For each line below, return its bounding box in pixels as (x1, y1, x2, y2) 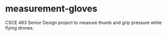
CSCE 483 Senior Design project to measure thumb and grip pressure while (5, 19, 162, 25)
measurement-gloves (5, 3, 98, 14)
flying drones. (5, 24, 34, 30)
